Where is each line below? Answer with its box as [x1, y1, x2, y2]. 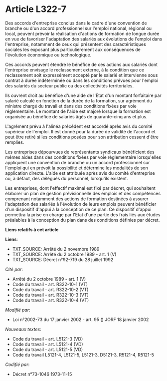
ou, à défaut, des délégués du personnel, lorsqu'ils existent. [5, 175, 128, 181]
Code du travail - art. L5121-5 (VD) [12, 346, 83, 353]
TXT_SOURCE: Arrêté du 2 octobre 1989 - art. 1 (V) [12, 251, 117, 257]
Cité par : [5, 266, 23, 272]
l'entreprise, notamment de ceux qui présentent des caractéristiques [5, 41, 146, 47]
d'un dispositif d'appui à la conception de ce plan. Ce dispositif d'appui [5, 206, 152, 212]
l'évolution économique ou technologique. [5, 51, 92, 58]
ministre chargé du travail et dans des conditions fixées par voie [5, 103, 137, 109]
